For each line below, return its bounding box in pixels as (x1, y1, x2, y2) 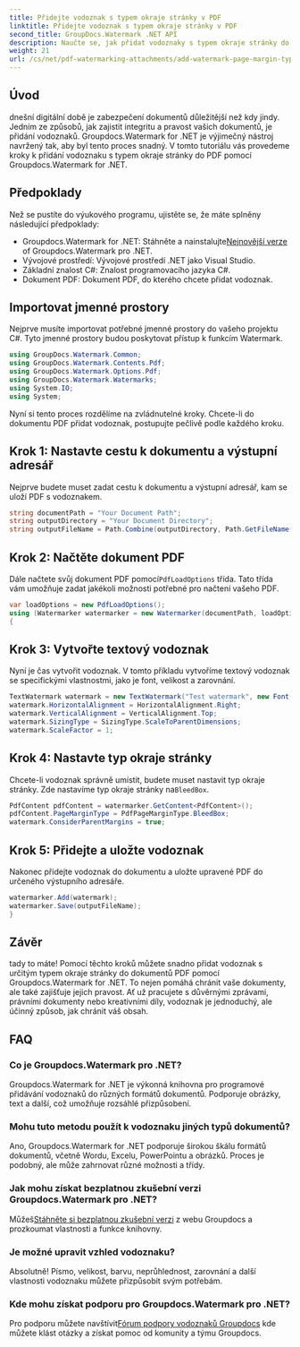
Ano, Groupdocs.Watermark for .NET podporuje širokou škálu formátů (9, 1141, 266, 1152)
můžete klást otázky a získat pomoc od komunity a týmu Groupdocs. (9, 1327, 262, 1339)
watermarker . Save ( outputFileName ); (9, 901, 142, 910)
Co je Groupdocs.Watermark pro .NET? (9, 1059, 182, 1071)
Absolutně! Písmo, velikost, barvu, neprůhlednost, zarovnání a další (9, 1266, 256, 1277)
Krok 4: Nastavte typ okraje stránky (9, 751, 212, 766)
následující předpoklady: (9, 219, 100, 229)
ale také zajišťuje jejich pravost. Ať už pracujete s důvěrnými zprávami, (9, 987, 270, 998)
